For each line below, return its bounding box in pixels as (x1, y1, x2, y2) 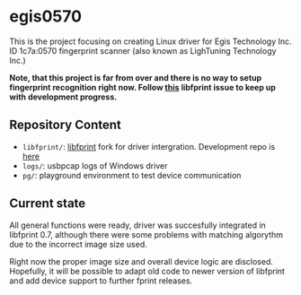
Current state (9, 195, 86, 212)
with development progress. (9, 91, 118, 102)
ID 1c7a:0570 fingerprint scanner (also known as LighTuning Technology (9, 45, 277, 56)
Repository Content (9, 117, 121, 133)
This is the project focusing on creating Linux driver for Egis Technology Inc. (9, 36, 292, 47)
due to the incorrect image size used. (9, 239, 147, 249)
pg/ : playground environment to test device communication (22, 169, 242, 180)
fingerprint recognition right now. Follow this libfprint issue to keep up (9, 82, 277, 92)
